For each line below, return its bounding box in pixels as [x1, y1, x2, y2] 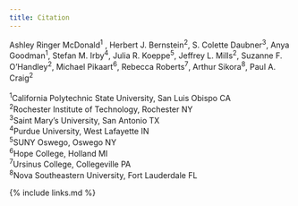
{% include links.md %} [9, 187, 97, 198]
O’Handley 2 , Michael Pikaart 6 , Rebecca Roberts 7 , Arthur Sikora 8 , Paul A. [9, 59, 276, 72]
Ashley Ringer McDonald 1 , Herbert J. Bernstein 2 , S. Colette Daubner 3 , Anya [9, 38, 290, 50]
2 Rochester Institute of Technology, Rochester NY [9, 102, 193, 115]
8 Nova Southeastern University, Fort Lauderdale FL [9, 167, 198, 180]
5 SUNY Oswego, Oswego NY [9, 135, 117, 148]
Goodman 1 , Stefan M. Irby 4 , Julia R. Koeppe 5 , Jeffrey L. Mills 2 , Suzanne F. [9, 48, 283, 61]
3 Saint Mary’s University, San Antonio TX [9, 113, 160, 125]
